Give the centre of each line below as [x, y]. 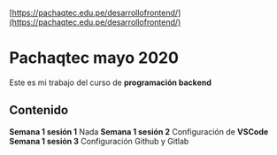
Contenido [39, 110]
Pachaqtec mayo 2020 [94, 58]
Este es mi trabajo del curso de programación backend [111, 82]
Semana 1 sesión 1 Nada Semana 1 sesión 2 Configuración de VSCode [139, 131]
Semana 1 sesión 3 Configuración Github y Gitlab [99, 141]
